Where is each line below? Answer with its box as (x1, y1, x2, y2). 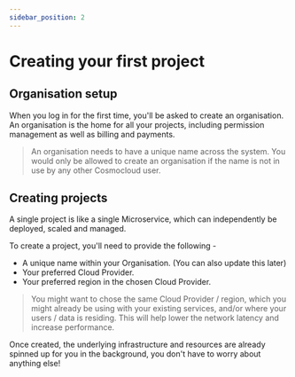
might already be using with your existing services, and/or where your (30, 303, 287, 314)
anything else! (9, 358, 61, 369)
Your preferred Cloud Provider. (21, 267, 135, 278)
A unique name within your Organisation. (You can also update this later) (21, 258, 287, 269)
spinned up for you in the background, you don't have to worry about (9, 349, 261, 359)
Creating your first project (9, 51, 206, 71)
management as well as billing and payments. (9, 129, 175, 139)
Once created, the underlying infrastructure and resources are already (9, 339, 266, 350)
